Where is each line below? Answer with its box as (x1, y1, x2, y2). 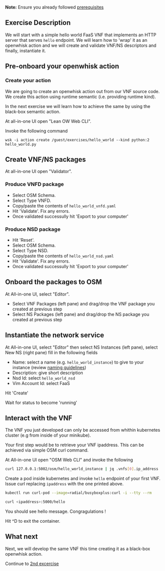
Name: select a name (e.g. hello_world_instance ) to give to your (12, 359, 144, 365)
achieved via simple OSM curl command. (5, 447, 89, 453)
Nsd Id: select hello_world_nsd (12, 375, 75, 381)
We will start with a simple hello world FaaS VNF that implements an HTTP (5, 32, 157, 38)
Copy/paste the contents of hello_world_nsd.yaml (12, 253, 114, 259)
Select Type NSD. (12, 247, 49, 253)
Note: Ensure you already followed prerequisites (5, 4, 104, 10)
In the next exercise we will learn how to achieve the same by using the (5, 103, 151, 109)
